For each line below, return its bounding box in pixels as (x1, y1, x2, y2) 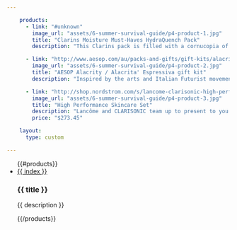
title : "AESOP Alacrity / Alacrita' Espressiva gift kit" (32, 69, 207, 76)
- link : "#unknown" (25, 23, 83, 30)
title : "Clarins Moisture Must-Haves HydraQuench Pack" (32, 36, 200, 43)
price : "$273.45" (32, 115, 83, 122)
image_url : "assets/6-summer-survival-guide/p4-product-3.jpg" (32, 95, 222, 102)
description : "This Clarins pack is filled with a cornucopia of (32, 43, 229, 50)
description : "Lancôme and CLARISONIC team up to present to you (32, 108, 229, 115)
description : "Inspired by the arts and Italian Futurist (32, 75, 207, 82)
